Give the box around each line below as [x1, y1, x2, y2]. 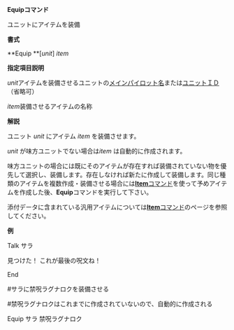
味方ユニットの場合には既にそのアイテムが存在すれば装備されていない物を [7, 162, 221, 170]
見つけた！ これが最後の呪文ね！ [7, 256, 101, 264]
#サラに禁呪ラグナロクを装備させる [7, 285, 110, 293]
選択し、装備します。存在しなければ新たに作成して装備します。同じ [25, 170, 220, 179]
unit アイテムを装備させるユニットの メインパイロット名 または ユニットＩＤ [7, 78, 220, 87]
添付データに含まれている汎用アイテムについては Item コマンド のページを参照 [7, 203, 228, 211]
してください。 [7, 212, 50, 220]
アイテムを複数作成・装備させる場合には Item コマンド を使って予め [19, 179, 210, 187]
